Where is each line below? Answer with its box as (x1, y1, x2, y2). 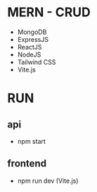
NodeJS (17, 50, 41, 59)
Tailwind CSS (17, 57, 56, 66)
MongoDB (17, 28, 47, 36)
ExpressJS (17, 35, 49, 43)
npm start (17, 137, 46, 145)
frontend (7, 157, 47, 170)
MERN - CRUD (7, 4, 91, 21)
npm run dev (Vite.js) (17, 176, 79, 185)
